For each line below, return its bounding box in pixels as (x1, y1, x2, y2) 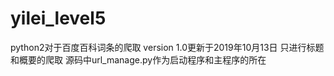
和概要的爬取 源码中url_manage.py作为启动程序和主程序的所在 (10, 53, 267, 66)
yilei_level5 (10, 7, 107, 30)
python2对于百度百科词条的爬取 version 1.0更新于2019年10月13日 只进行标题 (10, 41, 325, 53)
